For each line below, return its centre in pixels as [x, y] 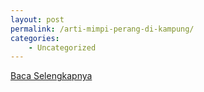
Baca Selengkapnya [51, 76]
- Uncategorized [62, 47]
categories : [35, 38]
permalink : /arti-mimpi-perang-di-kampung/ [102, 29]
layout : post [37, 19]
